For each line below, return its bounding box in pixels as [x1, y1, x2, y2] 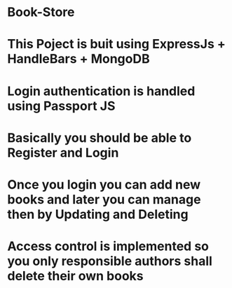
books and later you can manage [7, 192, 201, 207]
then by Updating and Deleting [7, 206, 189, 222]
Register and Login [7, 145, 119, 161]
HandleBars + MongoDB [7, 51, 150, 67]
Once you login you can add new [7, 176, 201, 192]
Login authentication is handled [7, 83, 196, 99]
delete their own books [7, 268, 144, 284]
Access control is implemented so [7, 238, 209, 254]
